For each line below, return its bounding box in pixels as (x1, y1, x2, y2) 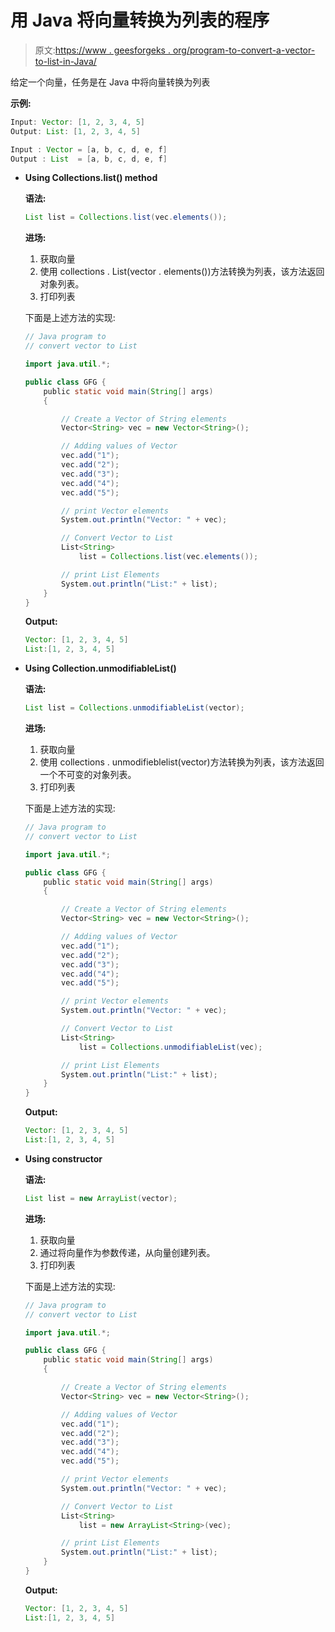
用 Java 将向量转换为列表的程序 (10, 9, 270, 32)
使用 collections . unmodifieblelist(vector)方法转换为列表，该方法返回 (39, 756, 325, 768)
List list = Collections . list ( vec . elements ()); (24, 212, 228, 223)
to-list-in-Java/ (34, 55, 97, 67)
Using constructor (24, 1152, 103, 1165)
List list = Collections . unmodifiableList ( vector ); (24, 703, 245, 713)
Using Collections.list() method (24, 172, 158, 184)
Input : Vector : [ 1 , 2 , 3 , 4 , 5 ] (10, 117, 146, 127)
